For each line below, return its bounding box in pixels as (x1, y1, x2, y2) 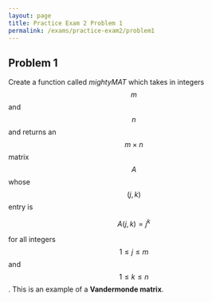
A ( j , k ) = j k (117, 217, 151, 228)
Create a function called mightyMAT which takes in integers (8, 77, 205, 87)
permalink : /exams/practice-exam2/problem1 (8, 26, 155, 34)
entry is (8, 202, 33, 212)
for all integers (8, 234, 56, 244)
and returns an (8, 127, 57, 137)
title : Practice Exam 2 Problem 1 (8, 19, 124, 27)
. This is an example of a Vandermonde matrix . (8, 284, 164, 294)
